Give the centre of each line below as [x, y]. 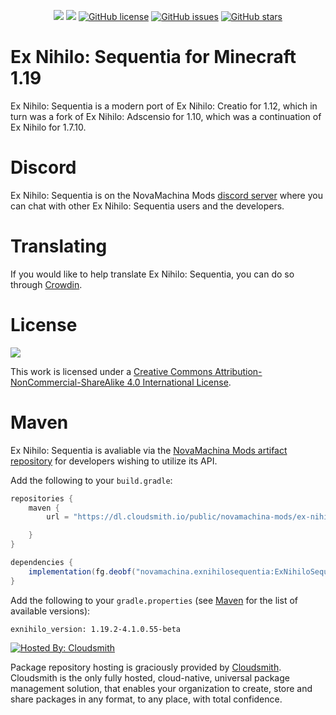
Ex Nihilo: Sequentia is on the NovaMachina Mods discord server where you [166, 195]
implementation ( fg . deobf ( [82, 571]
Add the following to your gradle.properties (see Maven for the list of [154, 600]
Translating [59, 246]
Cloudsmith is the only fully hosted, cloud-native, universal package [150, 677]
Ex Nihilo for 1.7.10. [48, 127]
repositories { [42, 498]
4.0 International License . [179, 382]
